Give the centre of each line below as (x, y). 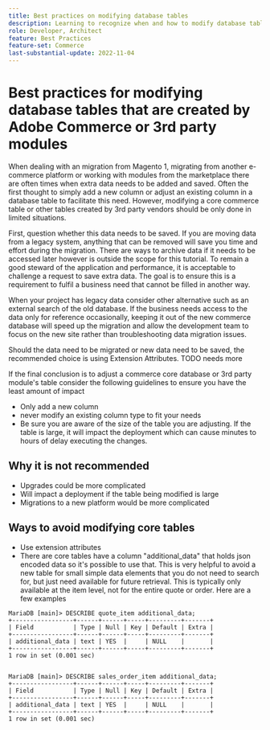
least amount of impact (47, 391)
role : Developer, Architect (55, 31)
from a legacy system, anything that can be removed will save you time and (133, 241)
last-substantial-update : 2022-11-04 (72, 53)
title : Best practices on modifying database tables (98, 16)
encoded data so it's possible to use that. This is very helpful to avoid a (138, 564)
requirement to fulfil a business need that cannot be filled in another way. (129, 284)
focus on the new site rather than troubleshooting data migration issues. (128, 334)
